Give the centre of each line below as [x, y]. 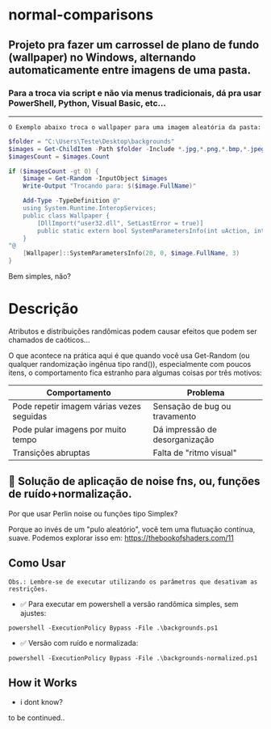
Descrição [44, 309]
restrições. [28, 589]
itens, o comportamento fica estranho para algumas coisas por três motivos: [135, 373]
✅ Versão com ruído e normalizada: [79, 643]
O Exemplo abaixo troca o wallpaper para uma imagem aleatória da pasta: [135, 127]
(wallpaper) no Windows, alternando [102, 57]
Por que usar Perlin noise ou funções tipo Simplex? [93, 513]
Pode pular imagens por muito [69, 429]
